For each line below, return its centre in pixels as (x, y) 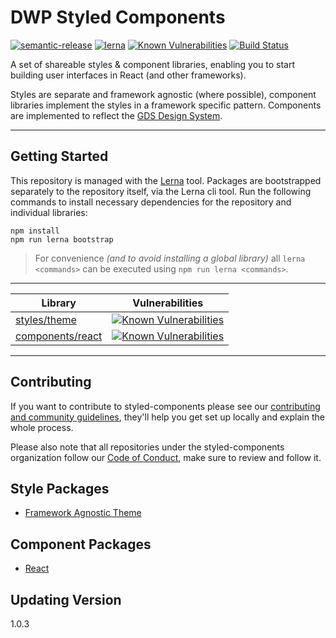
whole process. (42, 427)
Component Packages (81, 544)
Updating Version (66, 599)
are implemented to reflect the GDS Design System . (116, 115)
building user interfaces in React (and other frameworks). (128, 75)
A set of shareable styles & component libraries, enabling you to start (153, 64)
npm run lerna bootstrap (62, 239)
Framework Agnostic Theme (83, 513)
